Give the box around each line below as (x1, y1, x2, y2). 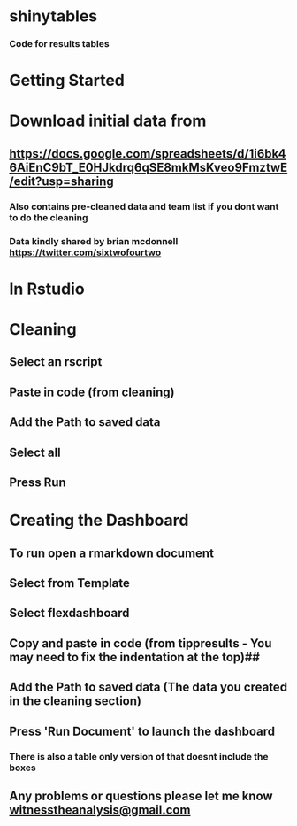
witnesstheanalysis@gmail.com (9, 802, 191, 817)
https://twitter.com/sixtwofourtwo (9, 246, 162, 259)
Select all (9, 444, 62, 459)
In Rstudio (9, 279, 86, 298)
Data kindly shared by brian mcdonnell (9, 235, 179, 247)
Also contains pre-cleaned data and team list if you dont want (9, 200, 279, 212)
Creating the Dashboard (9, 511, 189, 530)
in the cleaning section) (9, 693, 141, 709)
